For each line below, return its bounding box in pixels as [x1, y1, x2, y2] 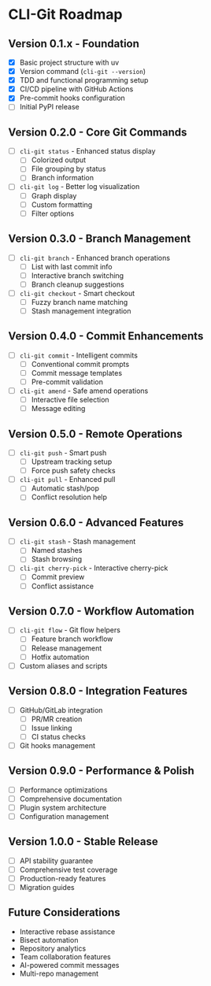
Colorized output [31, 155, 87, 165]
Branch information [31, 173, 94, 183]
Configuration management [19, 811, 109, 821]
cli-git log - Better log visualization [19, 182, 140, 191]
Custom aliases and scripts [19, 661, 108, 670]
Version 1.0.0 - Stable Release [8, 835, 159, 848]
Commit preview [31, 573, 85, 582]
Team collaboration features [19, 951, 112, 962]
